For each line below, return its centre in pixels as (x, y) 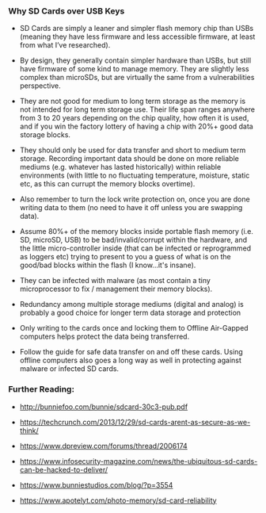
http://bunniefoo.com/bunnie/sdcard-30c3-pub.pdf (104, 407)
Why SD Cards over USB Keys (66, 11)
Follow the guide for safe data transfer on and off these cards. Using (131, 352)
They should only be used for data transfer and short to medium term (133, 150)
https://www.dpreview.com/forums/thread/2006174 (103, 446)
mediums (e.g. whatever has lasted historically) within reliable (120, 167)
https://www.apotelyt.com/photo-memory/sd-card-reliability (118, 500)
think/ (29, 431)
